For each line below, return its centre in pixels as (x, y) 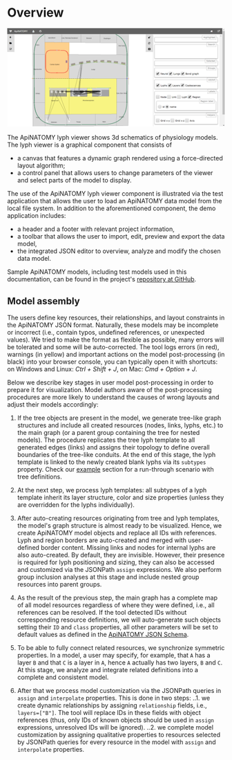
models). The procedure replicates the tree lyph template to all (106, 440)
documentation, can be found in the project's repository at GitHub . (102, 279)
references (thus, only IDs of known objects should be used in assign (115, 720)
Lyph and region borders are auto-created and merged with (101, 540)
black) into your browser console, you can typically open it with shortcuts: (113, 362)
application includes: (37, 216)
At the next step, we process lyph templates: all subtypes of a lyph (112, 490)
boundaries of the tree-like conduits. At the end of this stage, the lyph (116, 455)
